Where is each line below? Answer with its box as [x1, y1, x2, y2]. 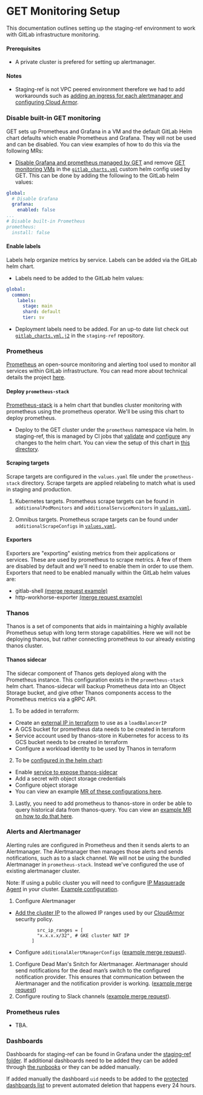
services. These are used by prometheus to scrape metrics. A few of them [6, 556, 192, 563]
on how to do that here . [15, 812, 74, 820]
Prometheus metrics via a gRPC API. [6, 695, 97, 703]
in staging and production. [6, 485, 72, 493]
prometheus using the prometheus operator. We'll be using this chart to [6, 407, 185, 415]
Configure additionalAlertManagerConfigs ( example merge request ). [15, 948, 187, 956]
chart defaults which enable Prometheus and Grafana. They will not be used [6, 134, 196, 141]
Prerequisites [6, 44, 41, 52]
